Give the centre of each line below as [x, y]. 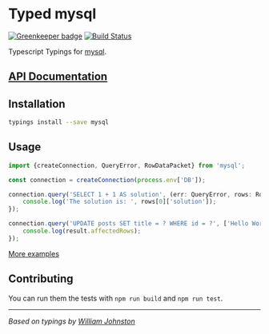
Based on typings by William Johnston [72, 321]
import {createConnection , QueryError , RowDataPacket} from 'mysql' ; [127, 165]
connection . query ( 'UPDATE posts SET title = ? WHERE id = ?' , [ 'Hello [128, 224]
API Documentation [58, 77]
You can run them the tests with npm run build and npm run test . [116, 298]
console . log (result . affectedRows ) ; [82, 231]
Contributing [41, 279]
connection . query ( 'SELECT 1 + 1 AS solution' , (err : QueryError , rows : [130, 194]
